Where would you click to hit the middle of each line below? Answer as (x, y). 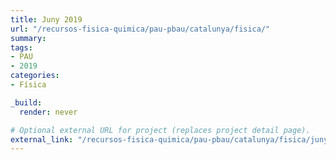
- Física (28, 85)
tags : (21, 47)
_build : (26, 102)
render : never (48, 112)
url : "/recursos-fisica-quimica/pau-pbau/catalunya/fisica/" (140, 29)
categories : (35, 76)
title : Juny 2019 (46, 19)
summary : (28, 38)
